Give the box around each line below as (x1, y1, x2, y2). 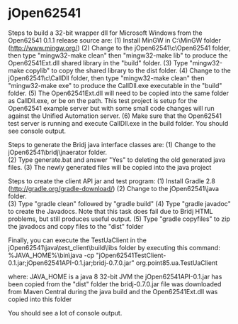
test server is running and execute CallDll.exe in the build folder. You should (8, 119, 229, 127)
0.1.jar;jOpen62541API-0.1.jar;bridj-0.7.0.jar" (8, 258, 135, 267)
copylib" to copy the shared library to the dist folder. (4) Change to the (25, 66, 231, 75)
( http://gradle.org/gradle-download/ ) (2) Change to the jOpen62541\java (8, 184, 219, 193)
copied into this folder (8, 295, 72, 303)
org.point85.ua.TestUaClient (135, 258, 218, 267)
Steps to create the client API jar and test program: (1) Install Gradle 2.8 (8, 176, 215, 185)
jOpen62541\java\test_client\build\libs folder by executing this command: (8, 243, 220, 252)
